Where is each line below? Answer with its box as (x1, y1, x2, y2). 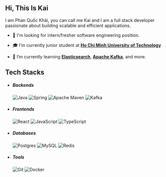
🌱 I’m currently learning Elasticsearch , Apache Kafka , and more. (12, 53, 146, 59)
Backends (12, 82, 34, 88)
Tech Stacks (5, 68, 45, 77)
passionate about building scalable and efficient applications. (5, 22, 131, 28)
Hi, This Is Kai (5, 4, 48, 12)
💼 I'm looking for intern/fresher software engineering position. (12, 32, 140, 38)
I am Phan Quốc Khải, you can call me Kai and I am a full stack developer (5, 17, 155, 23)
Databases (12, 130, 36, 136)
